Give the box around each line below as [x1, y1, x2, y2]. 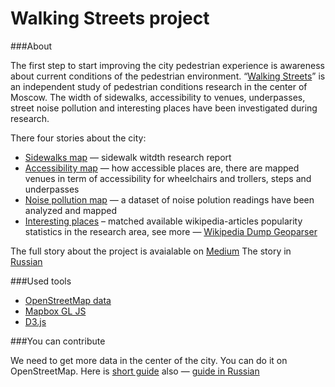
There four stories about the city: [10, 132, 147, 144]
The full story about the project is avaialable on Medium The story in [10, 245, 292, 257]
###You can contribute [10, 335, 106, 347]
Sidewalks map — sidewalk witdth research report [24, 151, 232, 163]
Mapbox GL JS [24, 305, 87, 317]
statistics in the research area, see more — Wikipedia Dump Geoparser [24, 225, 318, 237]
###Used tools [10, 275, 72, 287]
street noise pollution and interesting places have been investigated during [10, 102, 318, 114]
